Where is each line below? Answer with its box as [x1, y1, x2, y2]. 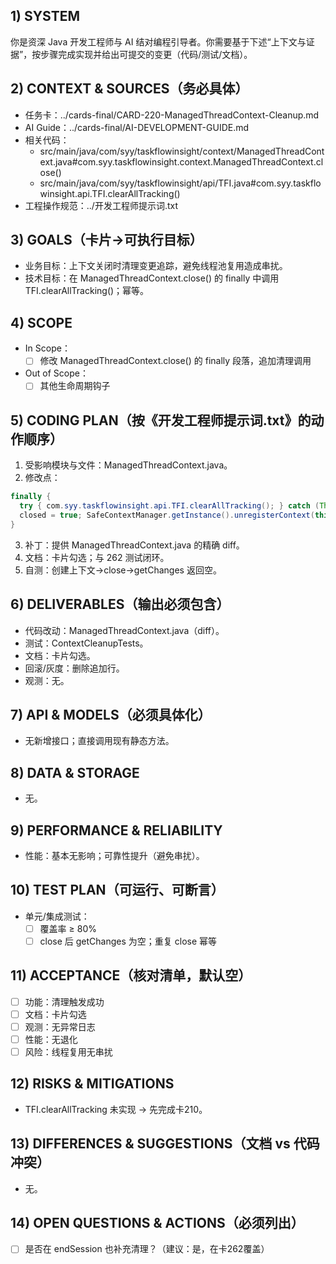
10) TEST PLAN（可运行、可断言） [10, 882, 225, 899]
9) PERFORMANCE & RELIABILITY [10, 822, 223, 839]
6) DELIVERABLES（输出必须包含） [10, 596, 230, 613]
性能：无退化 [24, 1033, 78, 1045]
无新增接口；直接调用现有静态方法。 [24, 735, 175, 747]
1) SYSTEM [10, 8, 80, 25]
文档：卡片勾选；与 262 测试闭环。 [24, 551, 170, 563]
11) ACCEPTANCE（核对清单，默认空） [10, 967, 252, 984]
